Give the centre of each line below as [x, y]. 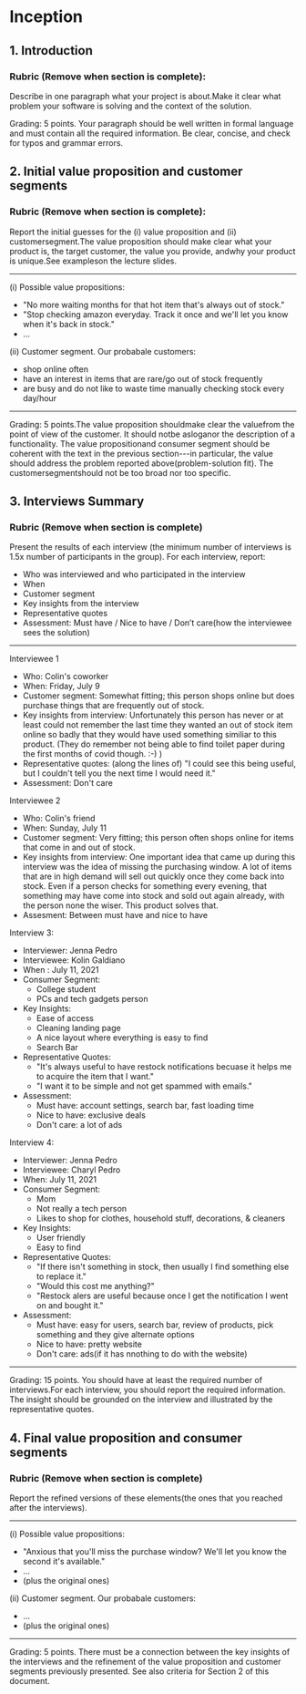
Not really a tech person [82, 1209]
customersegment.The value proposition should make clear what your [141, 241]
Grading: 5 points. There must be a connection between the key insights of [150, 1651]
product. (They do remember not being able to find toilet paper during [153, 744]
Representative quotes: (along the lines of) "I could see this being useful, [159, 764]
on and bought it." [70, 1306]
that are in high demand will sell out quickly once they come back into [153, 876]
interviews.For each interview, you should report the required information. [148, 1390]
